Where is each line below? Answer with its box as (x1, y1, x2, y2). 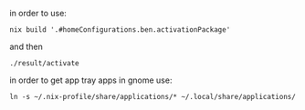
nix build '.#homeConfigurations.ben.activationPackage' (9, 25, 231, 35)
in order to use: (9, 8, 67, 18)
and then (9, 41, 43, 52)
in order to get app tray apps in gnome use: (9, 75, 173, 85)
